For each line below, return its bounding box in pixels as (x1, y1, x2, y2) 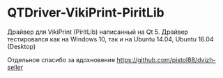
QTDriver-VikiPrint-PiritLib (7, 5, 165, 21)
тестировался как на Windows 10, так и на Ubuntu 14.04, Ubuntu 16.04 (7, 35, 214, 43)
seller (7, 63, 23, 71)
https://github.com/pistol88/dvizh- (116, 55, 216, 64)
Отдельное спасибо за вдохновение (7, 55, 116, 64)
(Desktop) (7, 42, 36, 50)
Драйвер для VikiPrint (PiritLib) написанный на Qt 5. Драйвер (7, 28, 189, 36)
